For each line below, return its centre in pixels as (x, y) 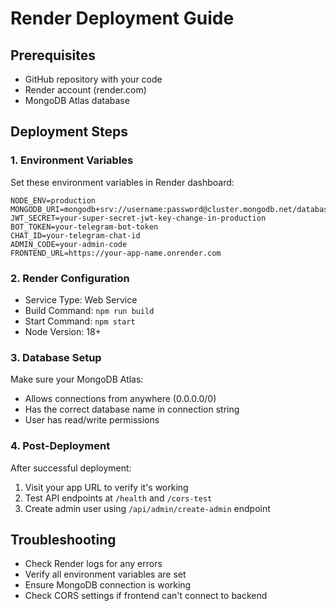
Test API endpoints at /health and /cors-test (118, 498)
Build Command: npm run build (89, 310)
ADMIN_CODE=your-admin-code (69, 244)
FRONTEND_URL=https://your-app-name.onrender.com (116, 253)
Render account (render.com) (85, 90)
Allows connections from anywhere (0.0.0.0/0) (120, 399)
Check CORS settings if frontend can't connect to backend (146, 596)
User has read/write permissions (92, 420)
